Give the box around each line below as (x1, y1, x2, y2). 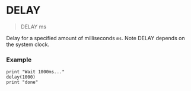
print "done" (6, 79, 39, 86)
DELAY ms (20, 23, 46, 30)
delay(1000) (6, 74, 36, 80)
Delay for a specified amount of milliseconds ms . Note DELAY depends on (6, 34, 185, 41)
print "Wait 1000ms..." (6, 69, 65, 75)
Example (6, 56, 32, 64)
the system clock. (6, 41, 49, 48)
